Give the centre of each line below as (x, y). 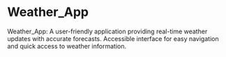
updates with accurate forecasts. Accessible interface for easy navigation (113, 38)
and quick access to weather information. (67, 46)
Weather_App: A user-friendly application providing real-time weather (107, 31)
